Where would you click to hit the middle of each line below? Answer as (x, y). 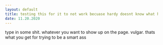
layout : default (21, 9)
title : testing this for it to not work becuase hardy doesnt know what (80, 14)
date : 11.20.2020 (23, 18)
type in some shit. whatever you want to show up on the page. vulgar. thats (80, 32)
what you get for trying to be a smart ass (46, 37)
